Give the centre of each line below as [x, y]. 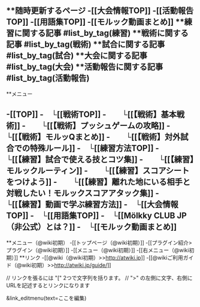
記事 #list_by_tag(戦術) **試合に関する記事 [86, 45]
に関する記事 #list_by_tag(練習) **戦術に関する [101, 33]
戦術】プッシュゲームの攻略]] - [113, 126]
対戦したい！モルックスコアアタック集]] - [83, 193]
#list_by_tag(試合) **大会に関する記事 [77, 56]
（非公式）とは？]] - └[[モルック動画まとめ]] [92, 227]
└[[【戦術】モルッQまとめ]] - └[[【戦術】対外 [93, 137]
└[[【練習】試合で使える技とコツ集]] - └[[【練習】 [100, 160]
